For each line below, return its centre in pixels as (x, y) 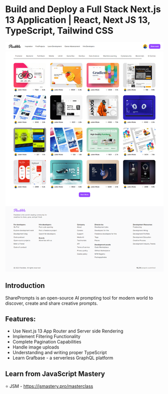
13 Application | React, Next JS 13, (78, 20)
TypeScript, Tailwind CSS (59, 31)
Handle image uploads (36, 347)
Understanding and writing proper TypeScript (60, 353)
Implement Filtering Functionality (46, 336)
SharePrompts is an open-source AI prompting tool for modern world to (79, 298)
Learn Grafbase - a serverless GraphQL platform (63, 358)
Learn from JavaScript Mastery (55, 374)
